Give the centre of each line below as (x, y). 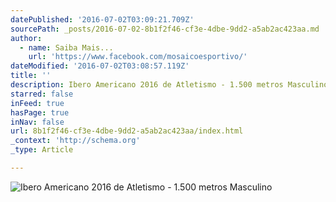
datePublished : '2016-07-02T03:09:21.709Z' (102, 19)
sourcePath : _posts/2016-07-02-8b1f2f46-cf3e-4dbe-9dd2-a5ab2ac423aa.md (165, 29)
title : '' (31, 76)
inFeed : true (37, 103)
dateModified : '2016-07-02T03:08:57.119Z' (100, 66)
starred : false (42, 94)
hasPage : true (40, 112)
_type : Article (42, 150)
